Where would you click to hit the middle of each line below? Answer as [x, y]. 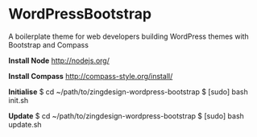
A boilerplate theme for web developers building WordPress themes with [129, 36]
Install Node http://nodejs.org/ [59, 60]
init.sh [19, 100]
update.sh [25, 124]
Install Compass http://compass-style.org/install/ [91, 76]
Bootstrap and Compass [48, 44]
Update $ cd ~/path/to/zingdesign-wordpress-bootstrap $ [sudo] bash [126, 116]
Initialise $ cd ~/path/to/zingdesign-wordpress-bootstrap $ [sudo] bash [128, 91]
